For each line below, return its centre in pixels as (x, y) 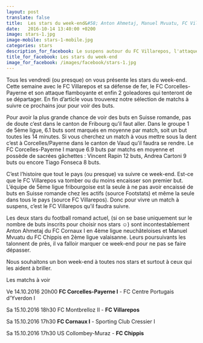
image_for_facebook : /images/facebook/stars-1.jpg (71, 62)
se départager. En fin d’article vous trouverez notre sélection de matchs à (98, 99)
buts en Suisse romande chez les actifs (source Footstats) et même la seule (100, 193)
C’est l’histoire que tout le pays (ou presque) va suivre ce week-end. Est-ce (100, 174)
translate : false (28, 18)
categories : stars (29, 46)
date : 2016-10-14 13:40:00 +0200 (51, 29)
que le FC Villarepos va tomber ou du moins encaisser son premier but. (95, 180)
